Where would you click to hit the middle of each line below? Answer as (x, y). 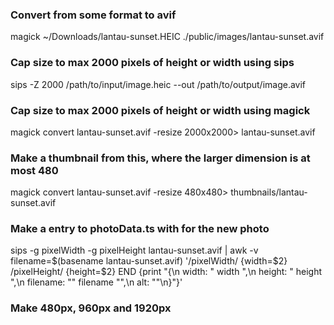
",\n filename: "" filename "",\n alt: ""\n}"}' (96, 282)
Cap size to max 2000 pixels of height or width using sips (152, 63)
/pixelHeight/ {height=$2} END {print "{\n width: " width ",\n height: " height (166, 272)
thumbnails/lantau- (269, 192)
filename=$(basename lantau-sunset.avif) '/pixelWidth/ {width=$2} (149, 261)
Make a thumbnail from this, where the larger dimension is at (160, 158)
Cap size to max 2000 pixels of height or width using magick (160, 110)
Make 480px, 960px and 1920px (91, 308)
